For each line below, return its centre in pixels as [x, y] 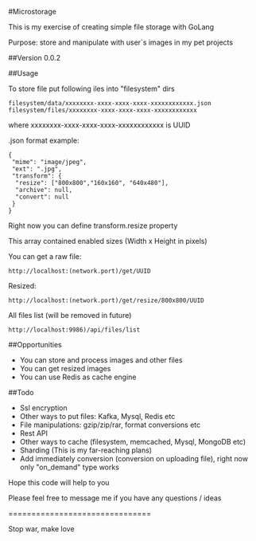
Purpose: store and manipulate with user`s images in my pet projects [120, 42]
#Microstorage [33, 12]
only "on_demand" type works [69, 467]
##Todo [21, 392]
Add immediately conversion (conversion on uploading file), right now [134, 459]
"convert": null [42, 197]
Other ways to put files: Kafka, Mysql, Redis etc [97, 416]
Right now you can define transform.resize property [93, 225]
